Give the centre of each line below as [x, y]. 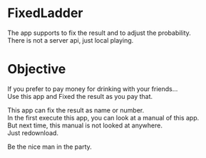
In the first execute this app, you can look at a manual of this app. [103, 117]
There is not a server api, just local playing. [71, 40]
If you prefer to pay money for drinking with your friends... [93, 89]
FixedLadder [45, 13]
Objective [37, 69]
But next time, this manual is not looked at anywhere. [85, 125]
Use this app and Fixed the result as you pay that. [80, 96]
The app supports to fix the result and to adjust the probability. [99, 33]
